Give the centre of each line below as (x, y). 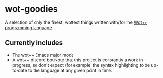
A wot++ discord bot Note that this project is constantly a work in (77, 60)
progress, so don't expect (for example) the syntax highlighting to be (81, 65)
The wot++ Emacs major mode (43, 55)
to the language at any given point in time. (70, 70)
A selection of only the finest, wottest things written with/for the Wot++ (76, 22)
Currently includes (34, 43)
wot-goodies (32, 9)
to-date (20, 70)
